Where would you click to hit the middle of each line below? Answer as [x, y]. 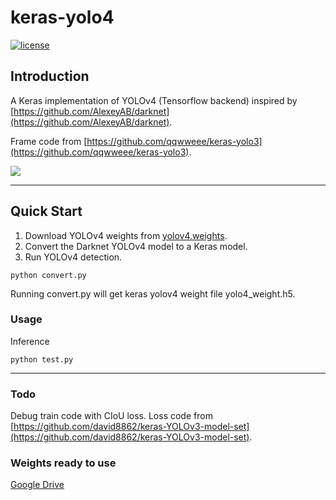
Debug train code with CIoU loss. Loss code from [111, 416]
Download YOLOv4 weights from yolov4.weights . [126, 235]
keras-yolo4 [62, 17]
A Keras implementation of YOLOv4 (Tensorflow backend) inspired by [154, 100]
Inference [30, 341]
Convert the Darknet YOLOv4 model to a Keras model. [136, 246]
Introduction [50, 76]
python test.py [42, 359]
